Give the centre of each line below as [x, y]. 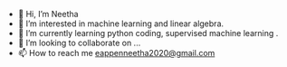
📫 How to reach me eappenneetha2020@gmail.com [116, 53]
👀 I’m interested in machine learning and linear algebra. [121, 24]
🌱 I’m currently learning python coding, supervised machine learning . [148, 33]
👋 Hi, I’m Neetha [48, 14]
